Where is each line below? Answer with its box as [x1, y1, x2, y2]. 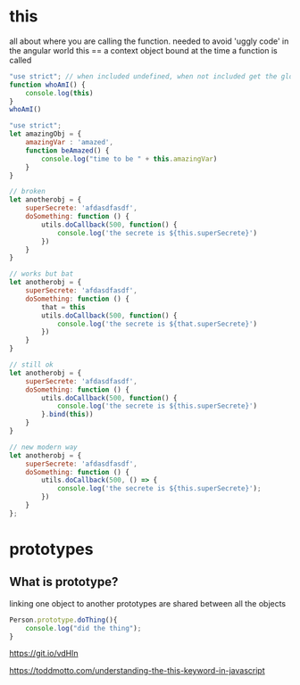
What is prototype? [9, 574, 119, 590]
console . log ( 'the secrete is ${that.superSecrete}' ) [56, 319, 257, 328]
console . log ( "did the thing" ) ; [25, 623, 142, 632]
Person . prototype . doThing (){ [9, 615, 118, 624]
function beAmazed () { [25, 145, 110, 155]
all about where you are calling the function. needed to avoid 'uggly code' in [9, 36, 289, 46]
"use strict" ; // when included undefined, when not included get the [9, 71, 278, 81]
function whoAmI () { [9, 80, 87, 89]
